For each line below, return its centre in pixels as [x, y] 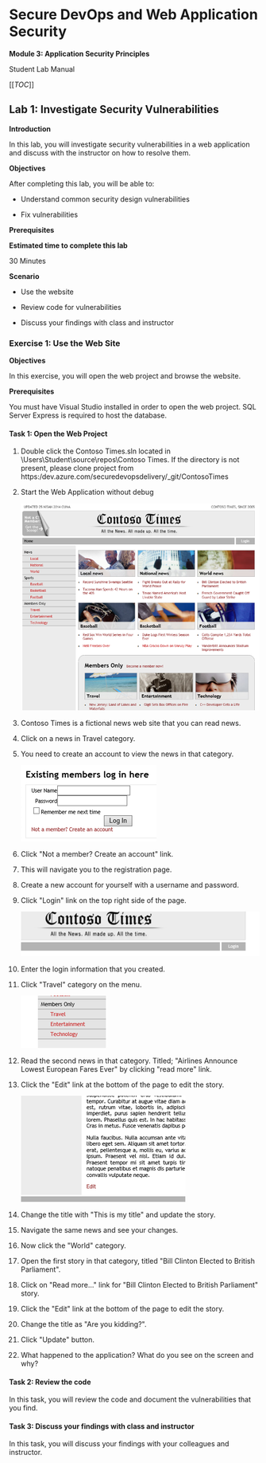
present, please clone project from [77, 469]
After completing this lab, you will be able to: [82, 183]
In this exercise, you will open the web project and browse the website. [125, 376]
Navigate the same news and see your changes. [99, 1230]
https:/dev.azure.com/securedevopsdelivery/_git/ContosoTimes [124, 477]
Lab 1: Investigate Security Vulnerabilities [114, 110]
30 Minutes [27, 261]
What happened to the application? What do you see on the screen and [137, 1355]
